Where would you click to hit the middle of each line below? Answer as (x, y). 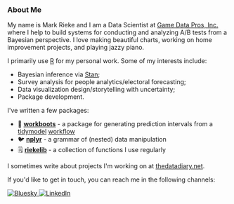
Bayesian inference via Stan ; (59, 74)
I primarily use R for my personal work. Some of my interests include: (107, 61)
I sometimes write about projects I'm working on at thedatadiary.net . (106, 166)
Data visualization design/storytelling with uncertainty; (96, 90)
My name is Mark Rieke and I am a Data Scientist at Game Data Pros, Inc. (113, 25)
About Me (25, 10)
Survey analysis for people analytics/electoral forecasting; (102, 82)
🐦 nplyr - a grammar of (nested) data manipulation (92, 140)
